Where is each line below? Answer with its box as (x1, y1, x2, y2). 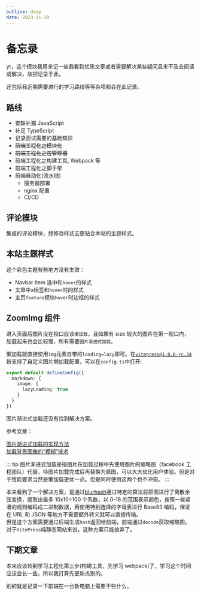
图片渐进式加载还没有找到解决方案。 (6, 414, 96, 422)
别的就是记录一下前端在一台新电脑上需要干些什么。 (6, 582, 132, 590)
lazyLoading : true (22, 386, 68, 393)
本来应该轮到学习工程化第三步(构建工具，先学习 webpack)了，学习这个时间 (6, 562, 191, 569)
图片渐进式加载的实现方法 (6, 440, 69, 447)
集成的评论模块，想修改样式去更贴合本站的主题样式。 (6, 230, 138, 237)
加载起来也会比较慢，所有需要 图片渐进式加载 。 (6, 337, 117, 345)
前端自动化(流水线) (14, 172, 62, 179)
